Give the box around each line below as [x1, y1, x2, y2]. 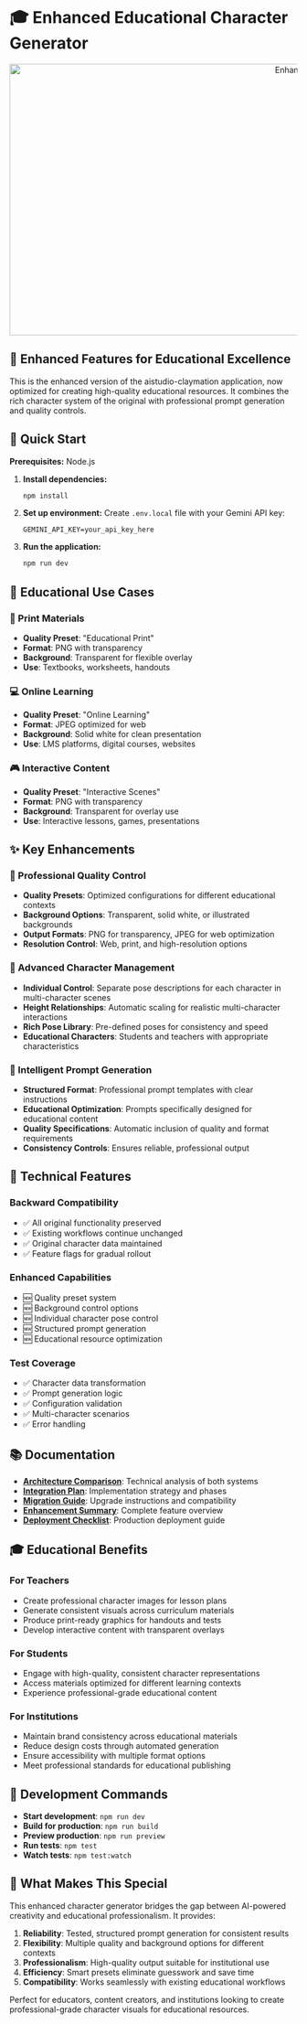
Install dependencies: [22, 473, 108, 485]
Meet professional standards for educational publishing [22, 1760, 231, 1771]
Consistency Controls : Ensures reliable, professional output [22, 1142, 249, 1153]
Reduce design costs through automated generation [22, 1740, 219, 1751]
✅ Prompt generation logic [22, 1387, 123, 1399]
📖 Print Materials [9, 612, 85, 625]
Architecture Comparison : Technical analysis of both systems [22, 1475, 259, 1486]
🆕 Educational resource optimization [22, 1333, 163, 1344]
